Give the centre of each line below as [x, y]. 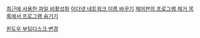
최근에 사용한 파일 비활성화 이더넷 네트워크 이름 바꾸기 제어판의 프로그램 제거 [97, 9]
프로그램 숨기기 [40, 16]
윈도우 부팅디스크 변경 [32, 29]
